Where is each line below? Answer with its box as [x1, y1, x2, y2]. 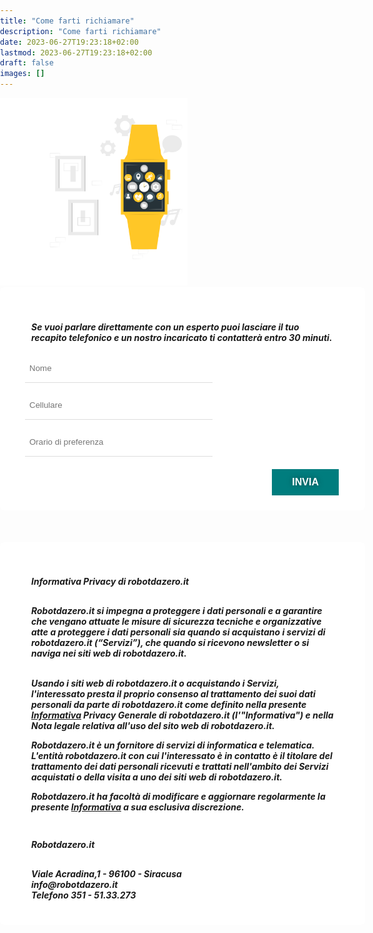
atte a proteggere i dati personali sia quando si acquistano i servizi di [31, 626, 326, 638]
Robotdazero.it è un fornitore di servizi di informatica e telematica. [31, 739, 315, 751]
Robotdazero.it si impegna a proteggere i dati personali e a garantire [31, 604, 323, 616]
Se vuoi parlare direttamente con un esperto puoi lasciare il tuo [31, 321, 300, 333]
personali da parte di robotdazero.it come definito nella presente [31, 698, 307, 710]
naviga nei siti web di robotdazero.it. [31, 647, 187, 659]
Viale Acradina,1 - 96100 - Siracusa [31, 867, 182, 880]
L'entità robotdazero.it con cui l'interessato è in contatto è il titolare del [31, 749, 333, 761]
